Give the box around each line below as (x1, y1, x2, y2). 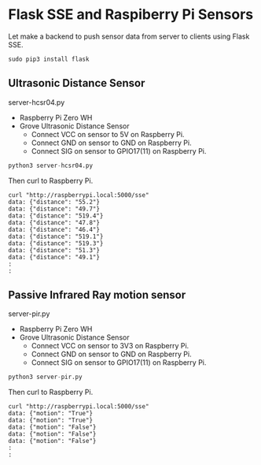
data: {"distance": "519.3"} (8, 239, 104, 247)
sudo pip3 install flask (8, 55, 90, 63)
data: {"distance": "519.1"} (8, 232, 104, 240)
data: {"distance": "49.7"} (8, 205, 101, 213)
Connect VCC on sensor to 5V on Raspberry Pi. (31, 129, 185, 139)
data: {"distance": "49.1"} (8, 253, 101, 261)
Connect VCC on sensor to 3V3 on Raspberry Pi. (31, 341, 189, 351)
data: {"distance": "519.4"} (8, 211, 104, 220)
